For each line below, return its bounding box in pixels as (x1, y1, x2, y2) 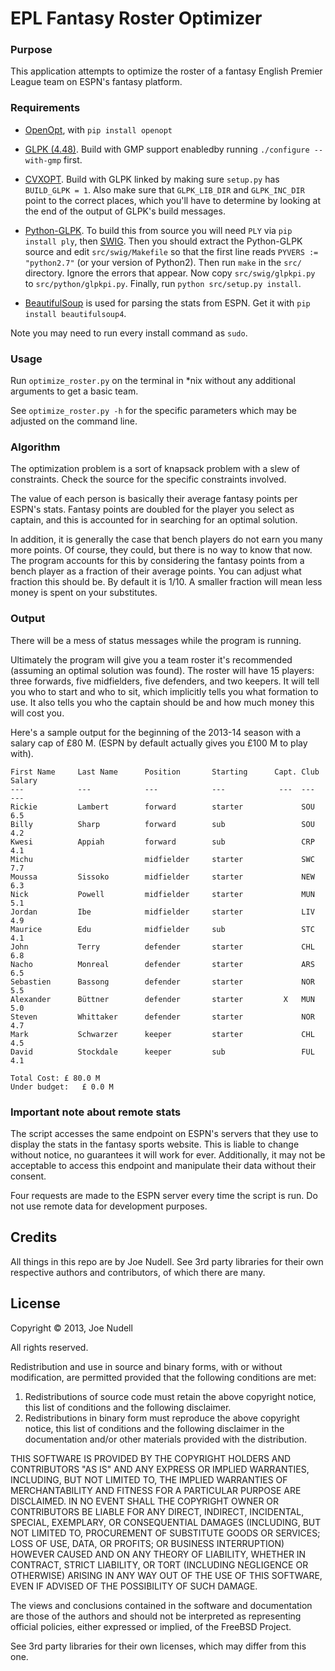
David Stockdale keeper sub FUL (10, 1047, 315, 1057)
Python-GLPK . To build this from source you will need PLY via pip (24, 224, 293, 236)
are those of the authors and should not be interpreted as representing (10, 1610, 302, 1622)
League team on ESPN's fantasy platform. (10, 76, 183, 88)
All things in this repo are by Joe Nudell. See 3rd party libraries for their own (10, 1255, 324, 1267)
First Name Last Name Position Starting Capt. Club (10, 767, 320, 777)
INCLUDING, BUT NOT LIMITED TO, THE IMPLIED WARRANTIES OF (10, 1473, 288, 1486)
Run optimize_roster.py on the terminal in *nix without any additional (10, 375, 296, 387)
